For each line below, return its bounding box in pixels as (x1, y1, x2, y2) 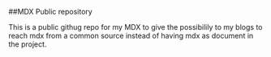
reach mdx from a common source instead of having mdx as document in (8, 31, 254, 40)
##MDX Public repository (8, 7, 93, 16)
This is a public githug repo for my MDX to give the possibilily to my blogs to (8, 22, 263, 31)
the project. (8, 39, 47, 49)
